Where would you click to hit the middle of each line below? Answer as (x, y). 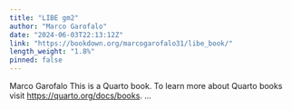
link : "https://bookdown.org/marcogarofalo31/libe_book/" (121, 43)
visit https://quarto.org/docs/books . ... (81, 95)
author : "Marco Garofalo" (58, 26)
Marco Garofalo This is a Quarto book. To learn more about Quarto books (146, 86)
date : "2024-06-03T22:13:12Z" (67, 35)
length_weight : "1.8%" (52, 52)
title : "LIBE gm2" (44, 18)
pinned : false (36, 60)
